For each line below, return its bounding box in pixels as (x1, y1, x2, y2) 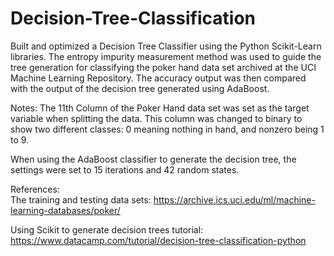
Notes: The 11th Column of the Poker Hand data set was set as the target (10, 102, 310, 114)
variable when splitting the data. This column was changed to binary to (10, 112, 303, 124)
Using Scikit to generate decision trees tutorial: (10, 223, 204, 236)
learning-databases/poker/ (10, 204, 121, 216)
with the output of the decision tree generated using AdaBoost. (10, 82, 270, 94)
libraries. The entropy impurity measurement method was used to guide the (10, 50, 322, 62)
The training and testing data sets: (10, 193, 152, 206)
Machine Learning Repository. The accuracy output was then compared (10, 72, 307, 84)
